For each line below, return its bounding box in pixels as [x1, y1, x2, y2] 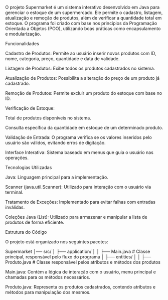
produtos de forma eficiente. [5, 219, 64, 225]
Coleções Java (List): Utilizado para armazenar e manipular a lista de [5, 214, 147, 220]
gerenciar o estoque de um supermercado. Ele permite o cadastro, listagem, [5, 10, 163, 16]
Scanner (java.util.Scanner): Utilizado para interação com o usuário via [5, 184, 151, 190]
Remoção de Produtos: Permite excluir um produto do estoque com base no [5, 90, 162, 96]
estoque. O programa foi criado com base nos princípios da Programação [5, 20, 157, 26]
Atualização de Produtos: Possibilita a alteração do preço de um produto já [5, 75, 159, 81]
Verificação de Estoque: [5, 105, 55, 111]
